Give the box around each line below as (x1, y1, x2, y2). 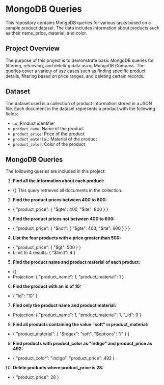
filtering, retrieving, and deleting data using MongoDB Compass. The (5, 62, 145, 68)
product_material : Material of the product (12, 136, 97, 142)
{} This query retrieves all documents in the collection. (12, 188, 123, 193)
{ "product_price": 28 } (12, 374, 59, 380)
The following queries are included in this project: (5, 168, 106, 174)
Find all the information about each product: (12, 178, 105, 184)
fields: (5, 110, 19, 116)
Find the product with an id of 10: (12, 283, 82, 289)
